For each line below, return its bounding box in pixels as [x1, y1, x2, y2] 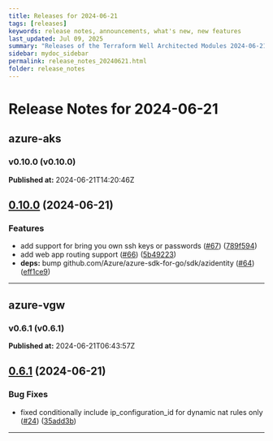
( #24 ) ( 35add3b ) [19, 416, 77, 426]
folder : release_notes [8, 65, 85, 73]
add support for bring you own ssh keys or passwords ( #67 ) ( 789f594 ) [19, 241, 258, 251]
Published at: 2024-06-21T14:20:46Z [8, 175, 135, 184]
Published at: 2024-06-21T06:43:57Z [8, 341, 136, 350]
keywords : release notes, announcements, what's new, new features [8, 27, 242, 35]
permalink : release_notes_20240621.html [8, 58, 148, 66]
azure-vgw [8, 298, 65, 312]
